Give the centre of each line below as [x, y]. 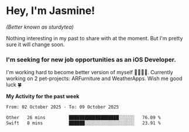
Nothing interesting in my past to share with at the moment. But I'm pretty [94, 38]
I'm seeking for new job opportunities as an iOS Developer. [91, 60]
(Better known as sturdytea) [40, 27]
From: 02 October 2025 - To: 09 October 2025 [62, 107]
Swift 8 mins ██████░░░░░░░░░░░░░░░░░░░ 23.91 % [83, 123]
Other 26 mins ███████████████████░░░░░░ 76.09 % [83, 118]
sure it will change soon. [35, 44]
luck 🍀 [14, 85]
